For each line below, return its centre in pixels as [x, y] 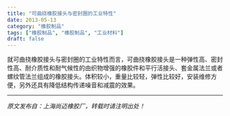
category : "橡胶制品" [36, 26]
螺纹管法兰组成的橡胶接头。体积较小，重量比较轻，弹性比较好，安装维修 [109, 77]
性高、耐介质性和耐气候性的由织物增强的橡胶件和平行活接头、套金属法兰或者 [115, 68]
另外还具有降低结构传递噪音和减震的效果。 [79, 85]
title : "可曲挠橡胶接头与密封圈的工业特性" [62, 13]
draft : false [26, 39]
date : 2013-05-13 [32, 20]
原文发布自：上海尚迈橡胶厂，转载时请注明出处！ [76, 106]
